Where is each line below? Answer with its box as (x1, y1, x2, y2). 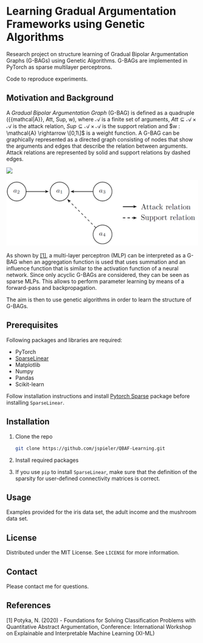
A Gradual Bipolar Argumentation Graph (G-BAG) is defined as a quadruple (6, 109, 194, 117)
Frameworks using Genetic (6, 17, 145, 31)
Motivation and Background (6, 93, 114, 103)
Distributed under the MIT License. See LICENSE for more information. (6, 549, 179, 556)
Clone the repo (15, 433, 53, 440)
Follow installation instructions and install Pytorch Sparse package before (6, 392, 190, 400)
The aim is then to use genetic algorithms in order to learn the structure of (6, 296, 191, 303)
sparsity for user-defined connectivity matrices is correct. (15, 475, 160, 482)
